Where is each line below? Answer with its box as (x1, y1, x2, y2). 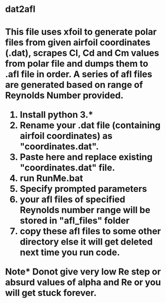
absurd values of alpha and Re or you (5, 277, 162, 288)
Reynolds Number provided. (5, 90, 124, 101)
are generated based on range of (5, 79, 143, 91)
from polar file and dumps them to (5, 58, 149, 69)
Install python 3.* (19, 109, 93, 121)
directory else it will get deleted (19, 236, 153, 248)
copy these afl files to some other (19, 226, 161, 237)
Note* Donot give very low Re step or (5, 266, 161, 278)
